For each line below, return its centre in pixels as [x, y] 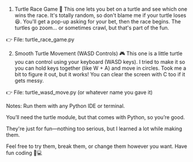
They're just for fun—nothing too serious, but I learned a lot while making [94, 129]
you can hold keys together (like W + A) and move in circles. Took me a [100, 68]
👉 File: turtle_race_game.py [40, 39]
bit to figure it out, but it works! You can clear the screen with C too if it [100, 74]
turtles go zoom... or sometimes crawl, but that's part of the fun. [92, 28]
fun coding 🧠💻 [24, 153]
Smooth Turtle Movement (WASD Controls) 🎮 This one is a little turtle [99, 53]
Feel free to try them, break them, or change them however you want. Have [96, 146]
